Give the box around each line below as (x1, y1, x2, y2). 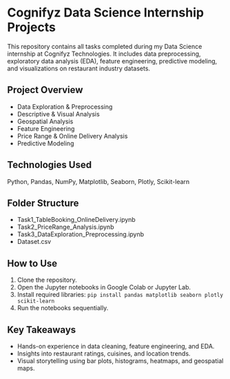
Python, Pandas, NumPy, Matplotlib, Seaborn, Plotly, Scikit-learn (7, 177, 190, 185)
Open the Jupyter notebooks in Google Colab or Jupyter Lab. (17, 283, 191, 291)
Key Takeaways (7, 324, 76, 336)
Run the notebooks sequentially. (17, 304, 109, 312)
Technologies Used (7, 159, 92, 171)
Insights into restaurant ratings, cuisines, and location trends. (17, 349, 191, 358)
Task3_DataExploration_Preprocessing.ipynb (17, 230, 145, 238)
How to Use (7, 257, 58, 269)
